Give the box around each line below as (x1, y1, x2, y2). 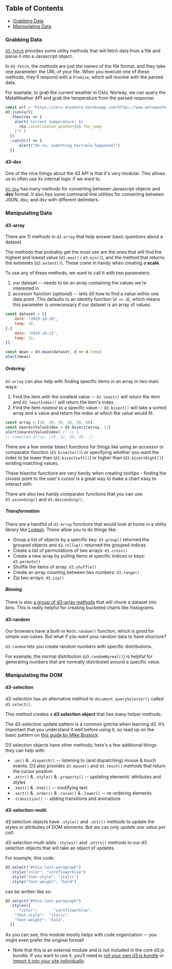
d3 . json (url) (5, 109, 33, 115)
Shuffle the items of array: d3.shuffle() (12, 563, 97, 569)
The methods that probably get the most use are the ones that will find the (5, 249, 162, 255)
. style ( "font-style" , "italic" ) (10, 874, 79, 880)
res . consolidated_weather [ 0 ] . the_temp (18, 124, 102, 129)
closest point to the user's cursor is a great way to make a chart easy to (5, 475, 157, 482)
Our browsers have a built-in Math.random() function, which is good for (5, 628, 155, 634)
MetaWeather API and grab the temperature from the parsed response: (5, 95, 155, 101)
